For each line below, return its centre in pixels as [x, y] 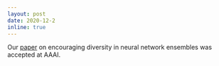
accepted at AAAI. [34, 55]
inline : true [27, 27]
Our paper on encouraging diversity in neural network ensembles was [109, 48]
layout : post [27, 14]
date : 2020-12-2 [31, 21]
